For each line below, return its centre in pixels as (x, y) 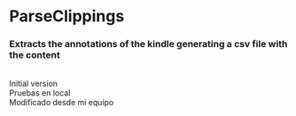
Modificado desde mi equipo (62, 103)
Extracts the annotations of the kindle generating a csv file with (148, 44)
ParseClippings (67, 16)
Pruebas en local (40, 93)
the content (35, 55)
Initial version (34, 84)
